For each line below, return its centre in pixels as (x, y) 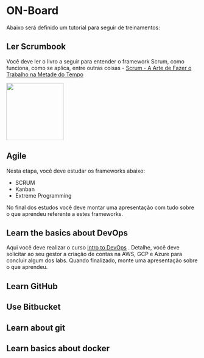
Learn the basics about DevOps (67, 233)
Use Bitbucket (33, 307)
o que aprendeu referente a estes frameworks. (65, 213)
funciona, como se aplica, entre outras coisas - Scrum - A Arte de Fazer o (99, 68)
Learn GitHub (32, 286)
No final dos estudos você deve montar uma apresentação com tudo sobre (100, 207)
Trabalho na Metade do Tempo (45, 74)
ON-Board (33, 11)
